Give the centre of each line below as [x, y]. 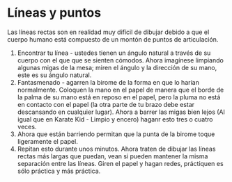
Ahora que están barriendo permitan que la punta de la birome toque [116, 134]
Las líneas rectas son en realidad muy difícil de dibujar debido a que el [108, 32]
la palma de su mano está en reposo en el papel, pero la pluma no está [119, 97]
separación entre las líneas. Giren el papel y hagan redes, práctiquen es [121, 163]
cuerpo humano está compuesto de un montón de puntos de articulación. [113, 39]
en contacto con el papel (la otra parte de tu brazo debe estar [106, 104]
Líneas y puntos [54, 13]
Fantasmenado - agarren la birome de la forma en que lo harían [108, 82]
